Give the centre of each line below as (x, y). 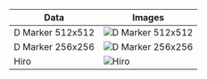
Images (149, 17)
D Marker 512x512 (54, 32)
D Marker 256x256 (54, 47)
